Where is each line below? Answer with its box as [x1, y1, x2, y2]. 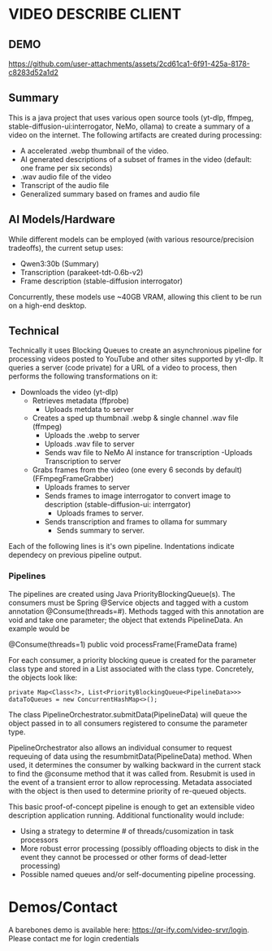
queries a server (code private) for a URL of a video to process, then [8, 363, 237, 373]
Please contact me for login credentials [8, 933, 140, 943]
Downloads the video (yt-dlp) [19, 388, 119, 397]
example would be [8, 624, 71, 633]
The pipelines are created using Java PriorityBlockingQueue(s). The [8, 589, 235, 598]
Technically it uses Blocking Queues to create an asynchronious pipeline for [8, 345, 262, 355]
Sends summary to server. [56, 526, 145, 536]
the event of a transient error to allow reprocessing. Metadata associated [8, 777, 253, 787]
